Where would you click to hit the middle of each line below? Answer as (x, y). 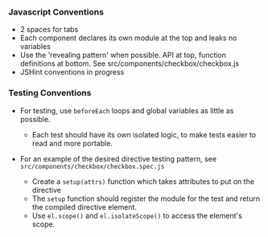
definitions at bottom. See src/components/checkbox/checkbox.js (130, 63)
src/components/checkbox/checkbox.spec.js (92, 166)
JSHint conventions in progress (72, 72)
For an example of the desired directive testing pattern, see (118, 158)
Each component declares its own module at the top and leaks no (128, 38)
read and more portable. (72, 143)
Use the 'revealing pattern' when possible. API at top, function (123, 55)
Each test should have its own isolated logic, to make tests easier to (144, 134)
